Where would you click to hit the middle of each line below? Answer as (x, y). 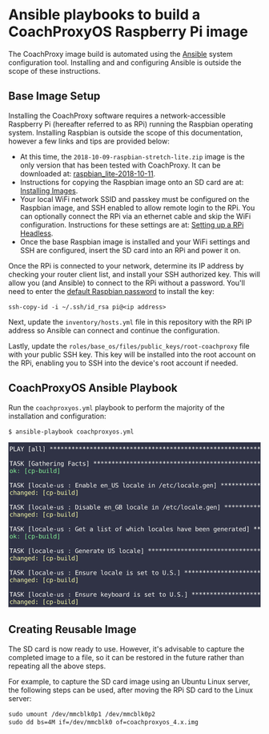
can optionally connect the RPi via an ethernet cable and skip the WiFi (135, 216)
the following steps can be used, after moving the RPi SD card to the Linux (131, 690)
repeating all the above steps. (57, 666)
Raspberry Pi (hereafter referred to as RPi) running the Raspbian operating (131, 124)
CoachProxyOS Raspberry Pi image (128, 32)
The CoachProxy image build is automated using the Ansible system (121, 54)
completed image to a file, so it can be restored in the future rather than (126, 657)
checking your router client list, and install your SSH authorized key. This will (134, 274)
